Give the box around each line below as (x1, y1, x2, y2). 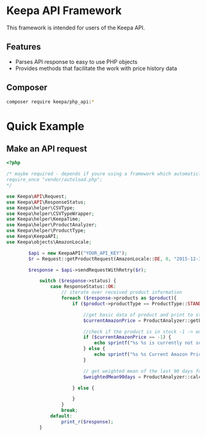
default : (50, 413, 72, 419)
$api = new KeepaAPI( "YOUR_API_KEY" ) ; (28, 250, 128, 256)
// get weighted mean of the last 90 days (83, 368, 193, 374)
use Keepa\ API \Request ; (6, 193, 67, 199)
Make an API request (6, 143, 88, 154)
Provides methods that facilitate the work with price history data (15, 64, 177, 72)
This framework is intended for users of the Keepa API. (6, 24, 145, 31)
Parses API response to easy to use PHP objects (15, 58, 138, 65)
